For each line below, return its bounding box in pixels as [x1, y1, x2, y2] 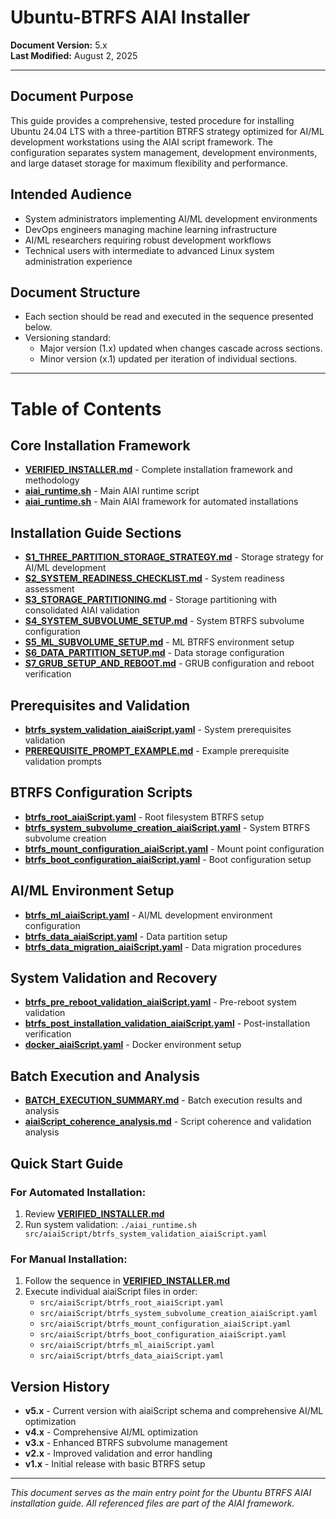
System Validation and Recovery [10, 970, 218, 987]
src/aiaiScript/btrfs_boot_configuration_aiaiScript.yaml [39, 1330, 287, 1340]
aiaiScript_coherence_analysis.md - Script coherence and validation [24, 1116, 312, 1128]
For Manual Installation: [10, 1252, 128, 1266]
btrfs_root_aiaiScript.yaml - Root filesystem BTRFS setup [24, 811, 265, 823]
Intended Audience [10, 186, 133, 203]
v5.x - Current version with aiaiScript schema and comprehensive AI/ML [24, 1405, 324, 1417]
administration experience [24, 255, 133, 267]
